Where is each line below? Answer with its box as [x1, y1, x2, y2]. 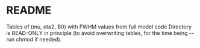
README [6, 4, 52, 17]
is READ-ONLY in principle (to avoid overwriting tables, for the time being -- [6, 29, 195, 36]
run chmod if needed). [6, 36, 62, 43]
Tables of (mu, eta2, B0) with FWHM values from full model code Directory [6, 23, 192, 30]
